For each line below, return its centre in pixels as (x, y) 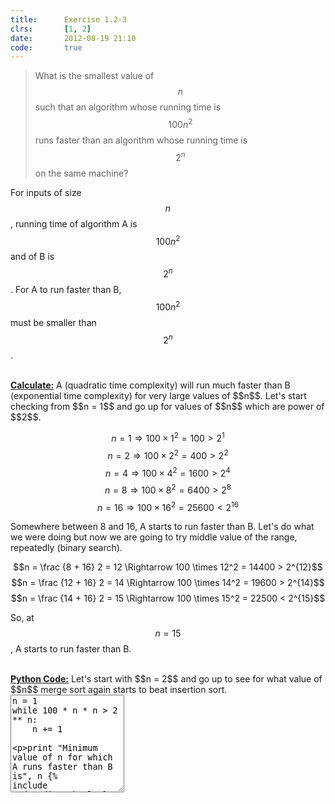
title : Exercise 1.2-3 (69, 19)
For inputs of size (46, 192)
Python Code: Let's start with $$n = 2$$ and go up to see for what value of (166, 679)
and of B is (32, 257)
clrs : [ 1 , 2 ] (51, 29)
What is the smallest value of (94, 76)
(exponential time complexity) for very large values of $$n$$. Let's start (158, 396)
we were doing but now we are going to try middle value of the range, (154, 537)
